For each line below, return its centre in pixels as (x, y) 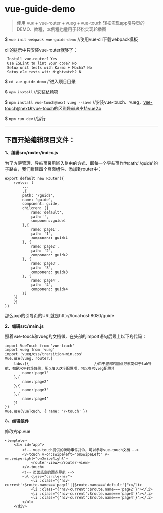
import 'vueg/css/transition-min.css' (44, 354)
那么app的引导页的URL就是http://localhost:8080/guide (60, 315)
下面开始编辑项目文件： (40, 140)
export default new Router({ (34, 178)
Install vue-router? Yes (32, 59)
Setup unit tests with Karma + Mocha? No (49, 67)
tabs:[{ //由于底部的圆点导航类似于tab (81, 364)
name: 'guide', (37, 200)
